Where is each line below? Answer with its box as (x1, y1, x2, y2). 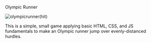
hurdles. (5, 34, 22, 39)
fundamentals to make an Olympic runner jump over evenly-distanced (5, 28, 146, 34)
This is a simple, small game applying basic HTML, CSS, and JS (5, 23, 134, 29)
